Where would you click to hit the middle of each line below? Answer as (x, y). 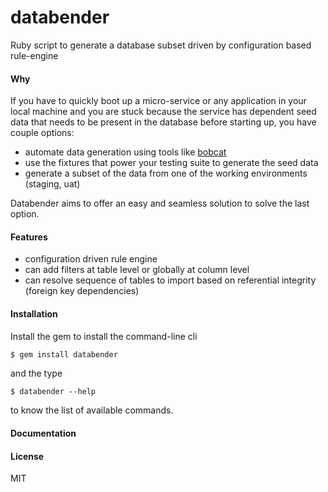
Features (29, 237)
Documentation (43, 433)
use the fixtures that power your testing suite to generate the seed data (171, 163)
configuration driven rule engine (91, 259)
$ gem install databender (64, 354)
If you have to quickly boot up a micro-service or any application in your (158, 101)
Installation (34, 313)
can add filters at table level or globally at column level (137, 270)
